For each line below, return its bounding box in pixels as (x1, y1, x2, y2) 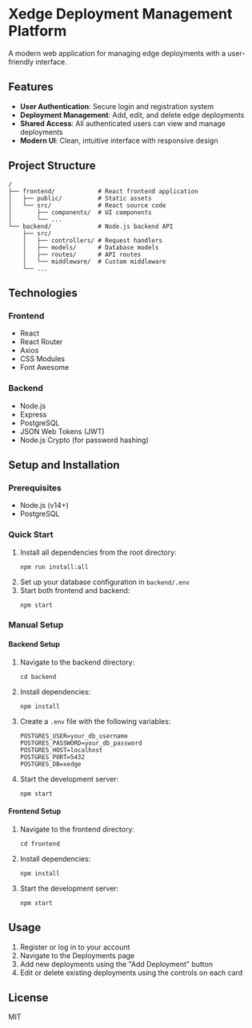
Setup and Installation (8, 458, 120, 472)
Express (19, 409, 47, 419)
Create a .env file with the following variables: (19, 716, 171, 726)
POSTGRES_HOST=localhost (19, 746, 103, 754)
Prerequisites (8, 482, 62, 494)
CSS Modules (19, 354, 66, 364)
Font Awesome (19, 363, 70, 372)
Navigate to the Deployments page (19, 950, 134, 960)
